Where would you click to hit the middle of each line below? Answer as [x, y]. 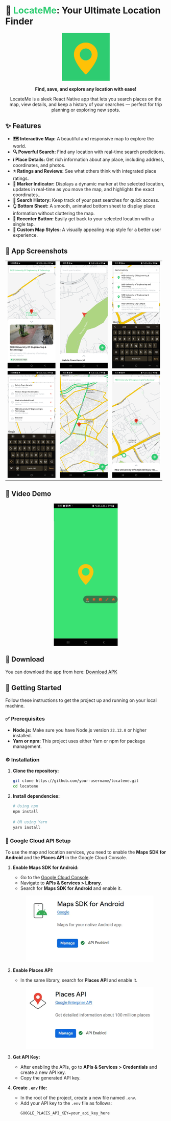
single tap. [24, 224]
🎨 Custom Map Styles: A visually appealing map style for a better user [87, 230]
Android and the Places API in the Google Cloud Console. [66, 857]
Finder [19, 21]
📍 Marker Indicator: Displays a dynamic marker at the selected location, [89, 183]
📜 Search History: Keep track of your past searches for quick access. [86, 200]
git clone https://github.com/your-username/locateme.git [76, 781]
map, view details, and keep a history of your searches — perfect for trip [86, 104]
